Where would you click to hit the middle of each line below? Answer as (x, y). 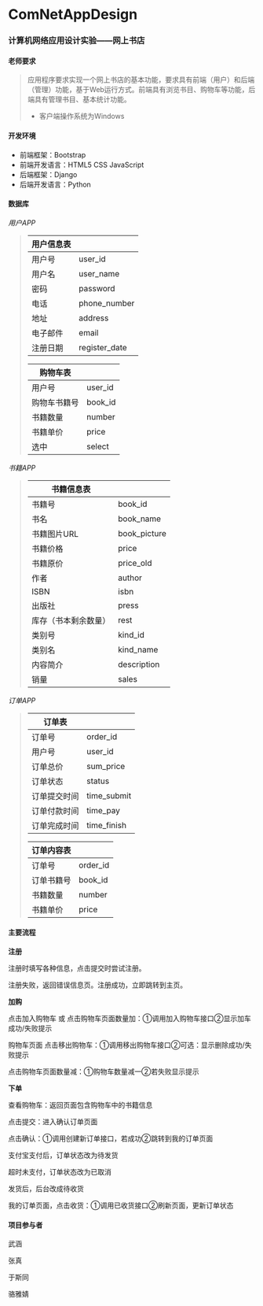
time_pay (103, 810)
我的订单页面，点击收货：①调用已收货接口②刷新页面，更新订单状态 (121, 1205)
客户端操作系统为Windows (82, 117)
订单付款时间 (55, 811)
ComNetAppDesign (73, 15)
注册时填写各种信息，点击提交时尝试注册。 (77, 968)
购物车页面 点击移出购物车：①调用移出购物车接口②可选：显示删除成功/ (126, 1045)
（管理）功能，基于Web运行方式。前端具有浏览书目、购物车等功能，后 (141, 90)
